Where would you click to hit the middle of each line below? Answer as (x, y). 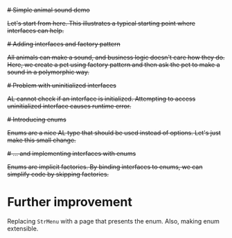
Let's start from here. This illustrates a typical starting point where (101, 23)
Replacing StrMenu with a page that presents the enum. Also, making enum (114, 221)
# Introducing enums (37, 119)
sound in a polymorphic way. (48, 72)
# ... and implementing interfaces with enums (72, 153)
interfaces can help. (36, 31)
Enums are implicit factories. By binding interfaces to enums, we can (105, 167)
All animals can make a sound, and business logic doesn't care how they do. (116, 57)
